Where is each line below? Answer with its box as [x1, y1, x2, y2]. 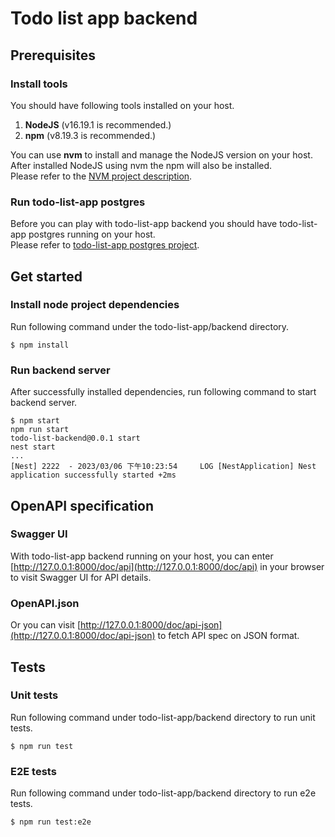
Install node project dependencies [10, 298, 180, 312]
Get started [10, 268, 83, 285]
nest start [10, 442, 56, 452]
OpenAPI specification [10, 497, 155, 514]
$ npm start [10, 416, 60, 426]
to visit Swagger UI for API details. [10, 571, 152, 583]
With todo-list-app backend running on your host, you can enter [10, 550, 274, 562]
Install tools [10, 77, 68, 91]
